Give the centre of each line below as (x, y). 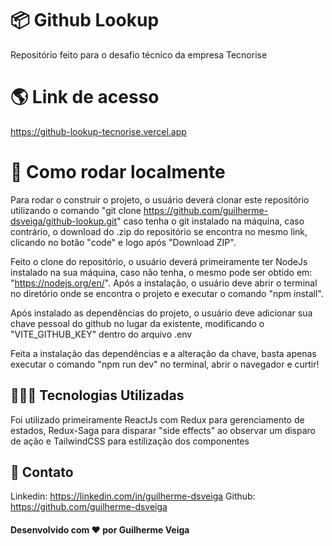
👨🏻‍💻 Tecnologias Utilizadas (97, 395)
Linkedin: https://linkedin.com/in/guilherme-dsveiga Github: (133, 496)
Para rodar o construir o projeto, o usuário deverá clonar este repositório (160, 199)
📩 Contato (42, 472)
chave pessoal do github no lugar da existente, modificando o (137, 323)
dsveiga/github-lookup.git (64, 221)
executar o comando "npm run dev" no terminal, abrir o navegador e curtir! (165, 364)
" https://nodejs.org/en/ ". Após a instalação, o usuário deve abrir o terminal (164, 283)
